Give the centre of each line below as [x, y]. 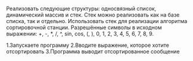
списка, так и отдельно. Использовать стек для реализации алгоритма [97, 21]
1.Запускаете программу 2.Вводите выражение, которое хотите [88, 45]
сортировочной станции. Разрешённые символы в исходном [84, 27]
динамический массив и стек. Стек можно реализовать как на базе [93, 15]
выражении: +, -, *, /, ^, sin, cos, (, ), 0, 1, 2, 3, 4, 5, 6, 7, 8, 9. [80, 34]
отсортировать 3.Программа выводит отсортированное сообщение [93, 52]
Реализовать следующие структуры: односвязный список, [81, 9]
